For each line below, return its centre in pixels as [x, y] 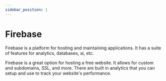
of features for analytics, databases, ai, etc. [50, 53]
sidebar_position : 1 [27, 10]
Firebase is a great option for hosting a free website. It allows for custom [80, 63]
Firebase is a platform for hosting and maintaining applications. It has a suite [83, 48]
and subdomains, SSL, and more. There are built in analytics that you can [80, 68]
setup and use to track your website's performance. [58, 73]
